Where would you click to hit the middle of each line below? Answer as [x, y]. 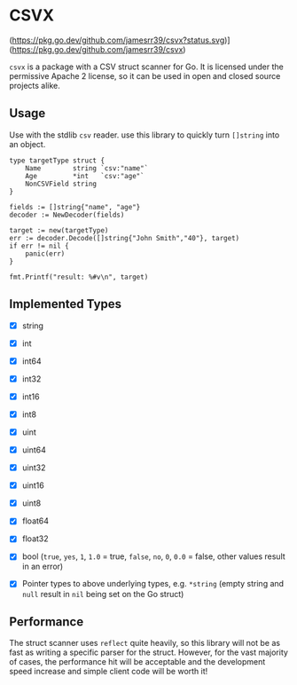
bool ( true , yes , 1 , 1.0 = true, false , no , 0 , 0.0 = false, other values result [153, 556]
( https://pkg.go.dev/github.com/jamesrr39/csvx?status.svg [117, 40]
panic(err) [45, 254]
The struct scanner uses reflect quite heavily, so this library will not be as [145, 643]
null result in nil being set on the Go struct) [103, 594]
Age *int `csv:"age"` [85, 176]
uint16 [33, 485]
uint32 [34, 468]
